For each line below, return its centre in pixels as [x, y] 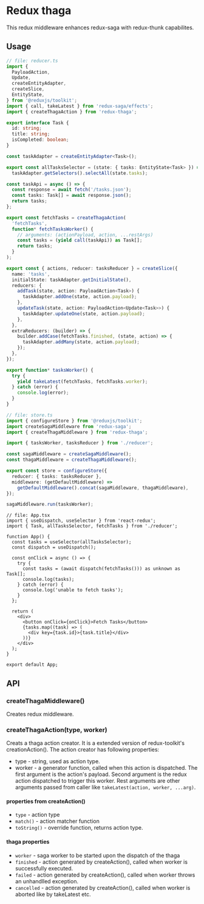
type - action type [37, 815]
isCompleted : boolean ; [40, 140]
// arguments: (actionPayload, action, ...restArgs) [85, 235]
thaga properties [28, 842]
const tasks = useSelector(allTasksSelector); [72, 542]
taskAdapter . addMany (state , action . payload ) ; [81, 342]
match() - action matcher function [57, 821]
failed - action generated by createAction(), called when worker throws [105, 875]
